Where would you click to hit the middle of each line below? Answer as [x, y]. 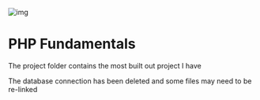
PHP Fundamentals [72, 44]
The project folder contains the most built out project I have [105, 65]
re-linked [23, 89]
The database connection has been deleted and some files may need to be [130, 81]
